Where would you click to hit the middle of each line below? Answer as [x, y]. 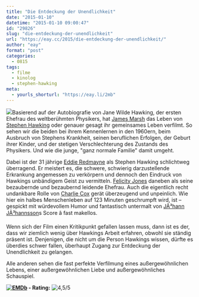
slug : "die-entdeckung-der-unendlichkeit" [60, 34]
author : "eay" [24, 45]
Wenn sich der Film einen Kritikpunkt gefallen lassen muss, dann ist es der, [98, 226]
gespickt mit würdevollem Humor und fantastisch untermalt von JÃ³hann [95, 206]
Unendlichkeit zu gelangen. [40, 252]
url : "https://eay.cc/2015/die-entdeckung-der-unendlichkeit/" [86, 39]
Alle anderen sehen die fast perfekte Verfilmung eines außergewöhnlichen [97, 263]
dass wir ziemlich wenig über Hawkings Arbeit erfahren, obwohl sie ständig [99, 233]
